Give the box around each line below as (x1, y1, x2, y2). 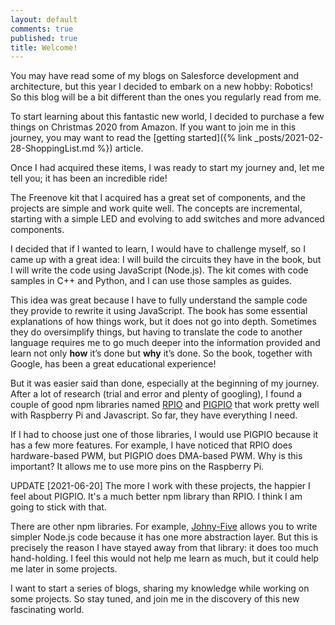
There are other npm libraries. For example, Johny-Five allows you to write (10, 521, 318, 533)
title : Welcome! (10, 42, 78, 53)
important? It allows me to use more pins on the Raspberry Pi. (10, 461, 265, 473)
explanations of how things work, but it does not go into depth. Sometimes (10, 316, 317, 328)
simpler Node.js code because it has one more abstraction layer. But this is (10, 531, 318, 543)
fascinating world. (10, 604, 85, 616)
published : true (10, 33, 78, 43)
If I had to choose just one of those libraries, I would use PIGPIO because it (10, 429, 319, 441)
